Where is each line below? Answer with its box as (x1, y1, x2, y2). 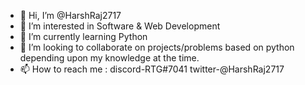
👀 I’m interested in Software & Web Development (19, 20, 221, 32)
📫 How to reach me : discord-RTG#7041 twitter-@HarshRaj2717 (19, 63, 285, 75)
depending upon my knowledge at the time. (19, 52, 200, 64)
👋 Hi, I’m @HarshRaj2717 (19, 10, 122, 21)
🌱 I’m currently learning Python (19, 31, 148, 42)
